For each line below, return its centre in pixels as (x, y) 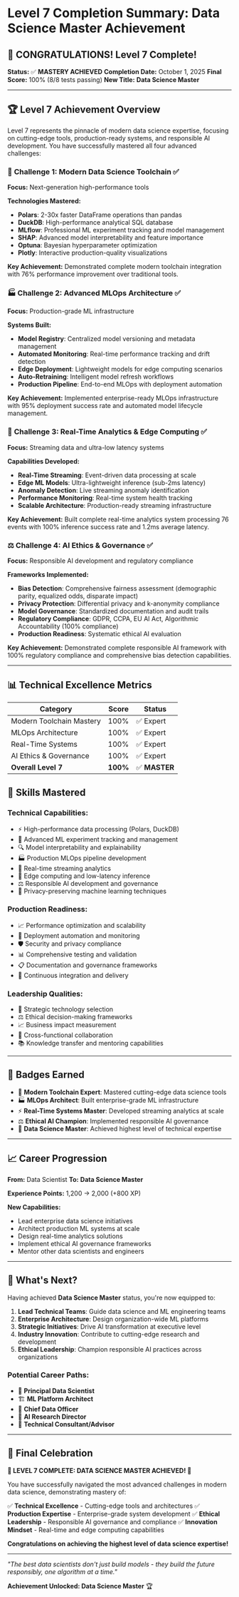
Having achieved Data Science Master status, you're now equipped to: (111, 1297)
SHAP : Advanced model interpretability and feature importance (111, 238)
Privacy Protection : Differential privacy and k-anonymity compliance (118, 603)
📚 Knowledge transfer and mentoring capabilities (90, 1044)
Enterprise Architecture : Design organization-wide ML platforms (113, 1319)
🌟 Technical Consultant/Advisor (66, 1424)
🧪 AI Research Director (52, 1417)
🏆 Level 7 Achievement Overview (84, 109)
